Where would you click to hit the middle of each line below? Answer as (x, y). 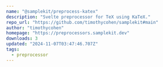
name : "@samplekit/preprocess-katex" (52, 11)
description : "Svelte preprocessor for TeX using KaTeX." (78, 17)
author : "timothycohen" (35, 28)
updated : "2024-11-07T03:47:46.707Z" (52, 44)
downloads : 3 (22, 38)
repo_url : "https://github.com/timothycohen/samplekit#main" (82, 22)
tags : (13, 50)
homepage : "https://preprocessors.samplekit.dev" (68, 33)
